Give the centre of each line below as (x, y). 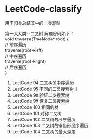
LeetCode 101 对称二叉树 (37, 113)
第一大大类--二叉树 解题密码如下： (40, 33)
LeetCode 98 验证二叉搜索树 (41, 95)
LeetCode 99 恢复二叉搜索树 (41, 101)
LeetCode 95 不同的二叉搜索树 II (45, 89)
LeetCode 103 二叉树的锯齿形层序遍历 (50, 125)
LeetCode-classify (44, 9)
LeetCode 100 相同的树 (35, 107)
